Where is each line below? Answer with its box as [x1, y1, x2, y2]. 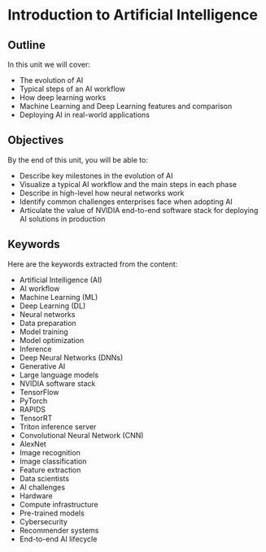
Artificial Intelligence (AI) [19, 275, 102, 285]
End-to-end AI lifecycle [19, 534, 98, 544]
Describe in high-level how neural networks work [19, 188, 185, 198]
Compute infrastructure [19, 499, 98, 509]
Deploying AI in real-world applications [19, 110, 150, 120]
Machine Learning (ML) [19, 292, 98, 302]
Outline [7, 38, 46, 52]
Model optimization [19, 335, 85, 345]
